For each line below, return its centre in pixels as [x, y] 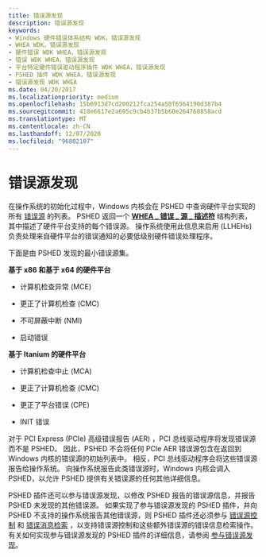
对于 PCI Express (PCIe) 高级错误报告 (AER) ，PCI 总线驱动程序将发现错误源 [132, 439]
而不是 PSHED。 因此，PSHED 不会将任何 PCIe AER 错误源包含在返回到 [125, 449]
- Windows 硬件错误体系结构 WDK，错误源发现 [75, 38]
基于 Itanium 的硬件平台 [47, 354]
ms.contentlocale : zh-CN [49, 126]
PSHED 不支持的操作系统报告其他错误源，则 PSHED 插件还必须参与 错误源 [129, 515]
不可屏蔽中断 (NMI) [51, 321]
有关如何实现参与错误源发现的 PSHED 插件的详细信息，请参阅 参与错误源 [127, 535]
